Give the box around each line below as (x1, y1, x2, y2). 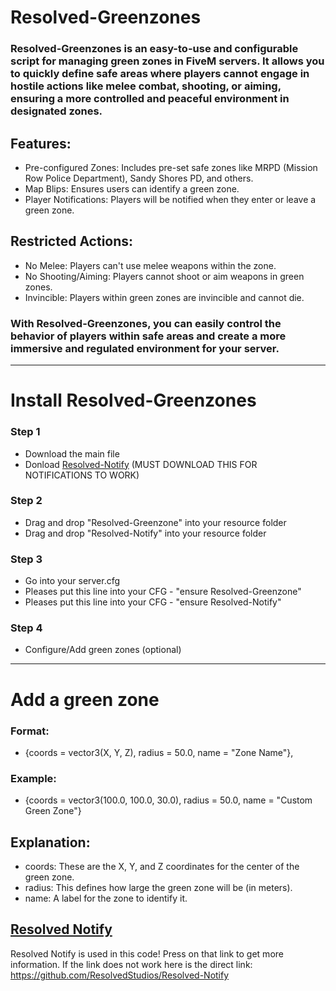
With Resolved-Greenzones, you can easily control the (10, 316, 282, 330)
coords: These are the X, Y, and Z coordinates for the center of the (24, 861, 300, 872)
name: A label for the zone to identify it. (24, 892, 188, 904)
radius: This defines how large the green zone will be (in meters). (24, 882, 293, 893)
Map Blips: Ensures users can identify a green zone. (24, 182, 240, 195)
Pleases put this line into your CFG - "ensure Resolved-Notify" (24, 596, 282, 608)
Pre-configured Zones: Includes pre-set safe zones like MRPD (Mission (24, 161, 318, 173)
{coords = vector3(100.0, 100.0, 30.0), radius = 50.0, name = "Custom (24, 794, 313, 806)
